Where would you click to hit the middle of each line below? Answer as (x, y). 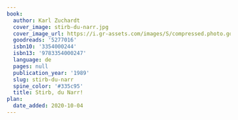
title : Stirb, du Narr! (48, 92)
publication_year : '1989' (52, 73)
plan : (15, 100)
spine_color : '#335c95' (48, 86)
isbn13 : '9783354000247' (50, 54)
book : (15, 14)
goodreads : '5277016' (45, 40)
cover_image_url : (39, 34)
